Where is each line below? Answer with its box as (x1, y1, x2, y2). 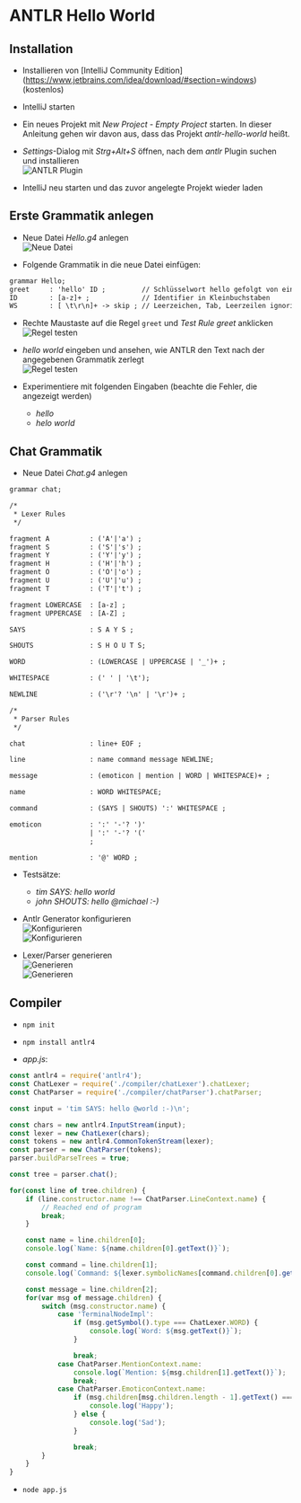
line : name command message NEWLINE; (9, 756, 215, 765)
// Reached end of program (41, 1203, 142, 1212)
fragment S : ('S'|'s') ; (9, 543, 142, 552)
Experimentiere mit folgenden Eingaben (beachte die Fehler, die (21, 381, 258, 392)
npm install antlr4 (21, 1039, 96, 1048)
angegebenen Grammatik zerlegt (21, 354, 145, 365)
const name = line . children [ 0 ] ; (25, 1236, 146, 1245)
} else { (73, 1410, 106, 1419)
